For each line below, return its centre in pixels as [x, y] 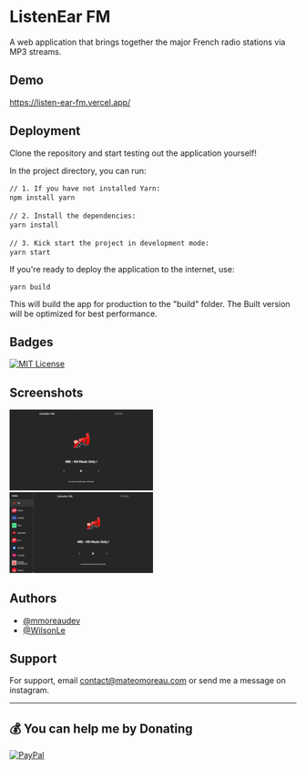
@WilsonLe [44, 630]
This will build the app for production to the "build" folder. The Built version [150, 303]
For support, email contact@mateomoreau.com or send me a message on [148, 681]
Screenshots [46, 392]
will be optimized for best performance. [83, 313]
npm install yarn [42, 198]
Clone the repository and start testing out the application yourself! [133, 153]
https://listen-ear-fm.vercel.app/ [70, 102]
